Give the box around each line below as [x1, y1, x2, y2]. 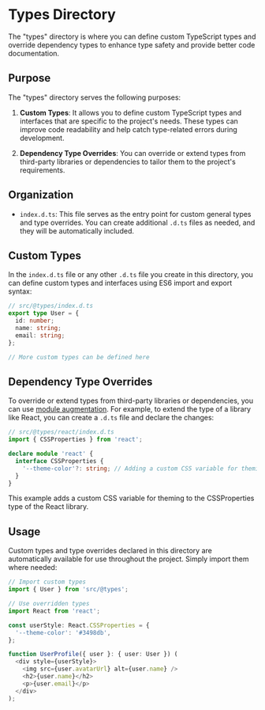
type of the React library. [8, 502, 89, 511]
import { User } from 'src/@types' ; [8, 586, 129, 594]
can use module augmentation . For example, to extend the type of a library [8, 404, 251, 414]
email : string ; [15, 331, 65, 340]
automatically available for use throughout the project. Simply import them [8, 554, 249, 564]
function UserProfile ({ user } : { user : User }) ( [8, 651, 178, 659]
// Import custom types [8, 578, 87, 587]
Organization [8, 188, 73, 202]
